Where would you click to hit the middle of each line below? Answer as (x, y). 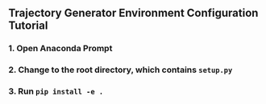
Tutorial (28, 26)
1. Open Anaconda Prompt (60, 49)
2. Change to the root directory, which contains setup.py (121, 70)
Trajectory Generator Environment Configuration (133, 13)
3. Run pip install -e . (56, 91)
